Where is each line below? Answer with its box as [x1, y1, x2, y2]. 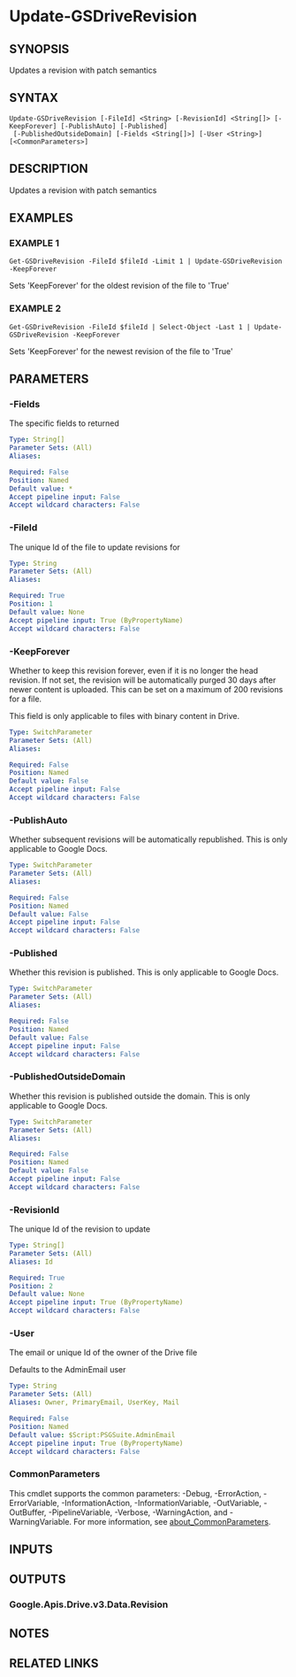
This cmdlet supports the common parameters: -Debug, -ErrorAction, [9, 1488, 262, 1498]
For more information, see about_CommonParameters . [73, 1516, 271, 1526]
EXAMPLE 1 [9, 236, 60, 249]
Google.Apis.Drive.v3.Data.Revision [9, 1598, 169, 1611]
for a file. [9, 693, 42, 704]
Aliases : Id [9, 1257, 53, 1266]
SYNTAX [9, 90, 59, 105]
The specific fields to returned [9, 418, 119, 429]
